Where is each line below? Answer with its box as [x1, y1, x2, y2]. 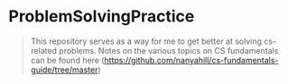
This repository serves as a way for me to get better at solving [30, 36, 263, 46]
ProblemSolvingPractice [8, 6, 195, 27]
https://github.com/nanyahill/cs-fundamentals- [104, 55, 279, 65]
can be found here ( [30, 55, 105, 65]
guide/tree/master [30, 64, 98, 75]
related [30, 45, 58, 55]
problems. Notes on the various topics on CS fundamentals [59, 45, 279, 55]
